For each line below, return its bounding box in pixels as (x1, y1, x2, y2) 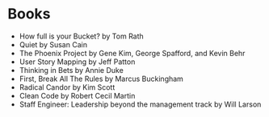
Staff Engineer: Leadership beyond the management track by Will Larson (19, 99, 262, 109)
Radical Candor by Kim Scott (19, 82, 116, 92)
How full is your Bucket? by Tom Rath (19, 31, 145, 41)
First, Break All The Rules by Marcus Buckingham (19, 74, 183, 83)
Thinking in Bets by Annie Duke (19, 65, 124, 75)
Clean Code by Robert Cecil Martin (19, 91, 136, 100)
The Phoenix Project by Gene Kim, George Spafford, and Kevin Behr (19, 48, 246, 58)
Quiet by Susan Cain (19, 39, 88, 49)
